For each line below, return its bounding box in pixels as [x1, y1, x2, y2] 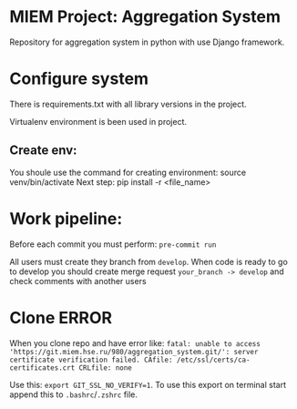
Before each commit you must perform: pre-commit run [9, 239, 217, 250]
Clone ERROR [9, 307, 112, 328]
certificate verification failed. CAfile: [9, 355, 173, 364]
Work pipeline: [9, 208, 123, 229]
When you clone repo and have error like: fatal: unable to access [9, 337, 261, 348]
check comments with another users [9, 275, 148, 286]
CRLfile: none [78, 363, 132, 373]
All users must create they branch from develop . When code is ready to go [9, 256, 289, 267]
